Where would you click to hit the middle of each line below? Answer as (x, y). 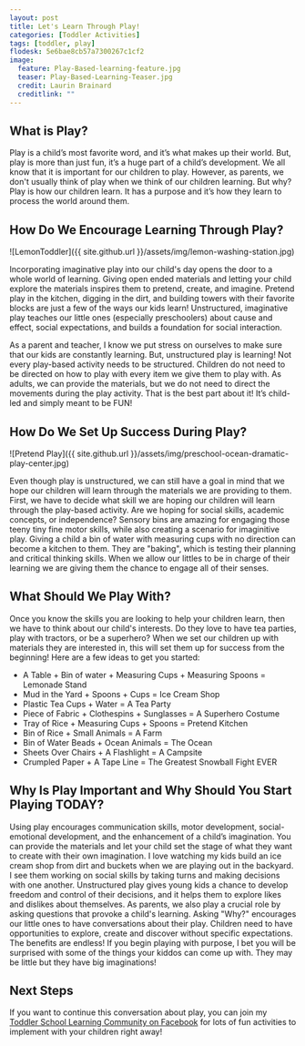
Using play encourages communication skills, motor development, (133, 827)
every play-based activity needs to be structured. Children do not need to (147, 364)
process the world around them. (70, 201)
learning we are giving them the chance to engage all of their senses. (139, 568)
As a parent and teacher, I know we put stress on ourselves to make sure (146, 345)
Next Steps (41, 990)
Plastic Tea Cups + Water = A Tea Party (97, 704)
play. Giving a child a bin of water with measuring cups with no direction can (152, 539)
